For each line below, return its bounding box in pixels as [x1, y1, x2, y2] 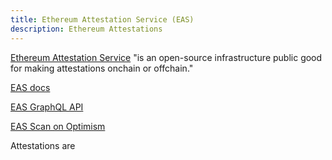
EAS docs [10, 81, 51, 93]
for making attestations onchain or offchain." [10, 62, 194, 74]
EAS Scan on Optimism [10, 120, 106, 132]
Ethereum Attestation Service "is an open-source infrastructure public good [10, 51, 323, 63]
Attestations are [10, 139, 76, 151]
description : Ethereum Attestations [10, 24, 163, 34]
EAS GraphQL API [10, 101, 84, 113]
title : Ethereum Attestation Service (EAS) [10, 14, 195, 25]
